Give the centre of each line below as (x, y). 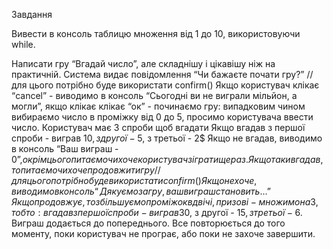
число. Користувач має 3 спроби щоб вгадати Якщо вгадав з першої (158, 127)
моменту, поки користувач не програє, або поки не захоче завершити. (163, 233)
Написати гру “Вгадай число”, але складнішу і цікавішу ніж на (143, 63)
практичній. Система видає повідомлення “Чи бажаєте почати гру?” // (162, 74)
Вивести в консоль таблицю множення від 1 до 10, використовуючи (156, 33)
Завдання (32, 14)
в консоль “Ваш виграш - (65, 148)
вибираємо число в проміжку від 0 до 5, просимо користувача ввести (162, 117)
